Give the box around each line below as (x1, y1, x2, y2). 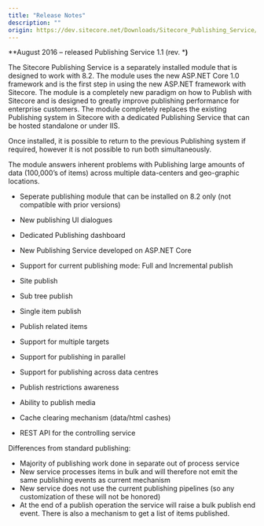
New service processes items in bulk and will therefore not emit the (19, 467, 238, 477)
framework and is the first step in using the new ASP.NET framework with (8, 79, 246, 89)
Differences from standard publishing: (8, 444, 131, 453)
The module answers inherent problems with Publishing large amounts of (8, 160, 245, 170)
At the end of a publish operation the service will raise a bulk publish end (19, 500, 255, 510)
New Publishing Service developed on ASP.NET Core (19, 246, 192, 255)
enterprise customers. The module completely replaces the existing (8, 104, 227, 114)
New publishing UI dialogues (19, 215, 112, 225)
